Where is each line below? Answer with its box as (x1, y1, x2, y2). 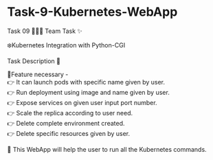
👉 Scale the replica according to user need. (7, 108, 133, 117)
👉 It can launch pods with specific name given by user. (7, 78, 166, 86)
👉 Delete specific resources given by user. (7, 129, 131, 137)
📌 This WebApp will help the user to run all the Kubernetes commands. (7, 145, 208, 153)
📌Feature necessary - (7, 70, 69, 78)
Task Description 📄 (7, 56, 60, 65)
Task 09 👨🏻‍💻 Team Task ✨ (7, 27, 82, 35)
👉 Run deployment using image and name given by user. (7, 88, 170, 96)
